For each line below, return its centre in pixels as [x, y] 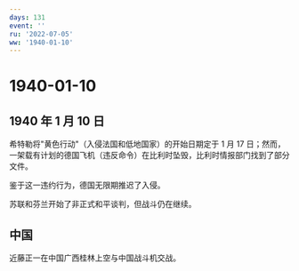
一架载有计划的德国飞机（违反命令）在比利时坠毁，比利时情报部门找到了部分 [149, 155]
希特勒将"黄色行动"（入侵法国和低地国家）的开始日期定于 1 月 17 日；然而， [148, 144]
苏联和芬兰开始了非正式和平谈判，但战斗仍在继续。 [103, 204]
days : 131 [28, 17]
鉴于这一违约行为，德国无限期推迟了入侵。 [87, 185]
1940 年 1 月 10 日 [57, 121]
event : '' [28, 26]
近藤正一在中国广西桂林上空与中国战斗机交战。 [95, 258]
